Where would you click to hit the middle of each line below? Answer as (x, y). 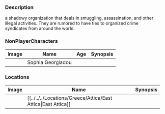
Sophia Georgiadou (50, 62)
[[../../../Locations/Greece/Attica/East (70, 98)
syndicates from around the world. (40, 28)
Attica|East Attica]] (49, 104)
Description (19, 7)
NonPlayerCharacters (31, 41)
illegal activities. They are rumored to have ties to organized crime (72, 23)
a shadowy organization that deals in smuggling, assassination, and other (79, 18)
